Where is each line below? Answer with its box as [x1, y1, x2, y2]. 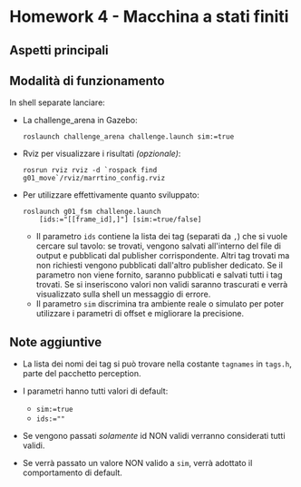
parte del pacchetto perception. [22, 368, 141, 379]
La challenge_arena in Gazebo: [22, 115, 138, 126]
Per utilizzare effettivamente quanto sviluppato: [22, 190, 199, 200]
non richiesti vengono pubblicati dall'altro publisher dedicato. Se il [35, 260, 284, 271]
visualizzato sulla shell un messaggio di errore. [35, 288, 211, 300]
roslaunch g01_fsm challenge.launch [22, 207, 161, 217]
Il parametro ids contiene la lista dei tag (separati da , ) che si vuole [35, 231, 288, 242]
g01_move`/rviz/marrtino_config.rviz [22, 174, 166, 183]
